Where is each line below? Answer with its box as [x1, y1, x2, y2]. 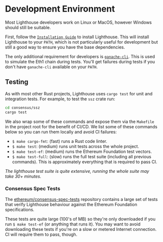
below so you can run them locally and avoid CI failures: [5, 129, 117, 135]
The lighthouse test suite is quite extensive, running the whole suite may [5, 168, 149, 174]
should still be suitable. [5, 24, 51, 30]
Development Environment [5, 3, 115, 15]
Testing [5, 78, 29, 86]
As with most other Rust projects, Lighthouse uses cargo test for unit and [5, 91, 153, 96]
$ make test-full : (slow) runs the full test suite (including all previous [12, 153, 151, 159]
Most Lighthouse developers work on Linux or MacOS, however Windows [5, 19, 152, 25]
